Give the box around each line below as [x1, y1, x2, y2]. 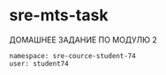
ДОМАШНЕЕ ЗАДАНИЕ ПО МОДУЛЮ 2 [9, 34, 157, 45]
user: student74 [9, 59, 69, 68]
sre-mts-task [9, 5, 109, 26]
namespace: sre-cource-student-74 [9, 51, 137, 60]
